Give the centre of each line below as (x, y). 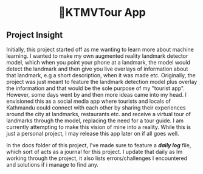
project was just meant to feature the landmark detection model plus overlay (102, 82)
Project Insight (35, 35)
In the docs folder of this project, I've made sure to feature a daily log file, (99, 145)
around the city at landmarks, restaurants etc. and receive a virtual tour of (99, 114)
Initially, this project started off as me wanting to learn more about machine (100, 49)
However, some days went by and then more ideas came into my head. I (97, 95)
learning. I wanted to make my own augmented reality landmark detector (97, 56)
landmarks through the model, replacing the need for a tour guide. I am (95, 120)
